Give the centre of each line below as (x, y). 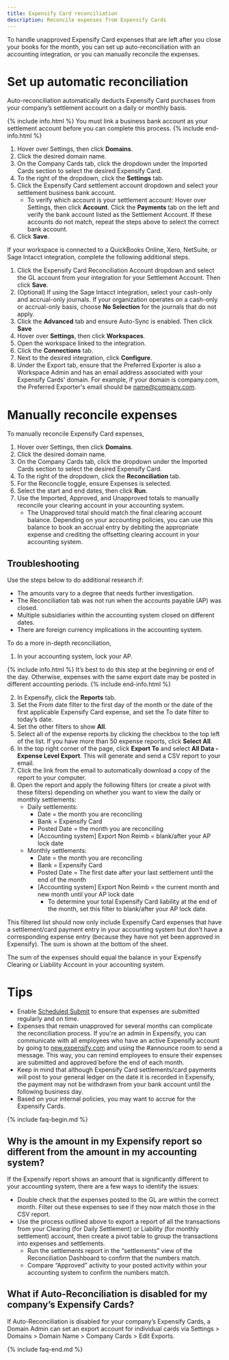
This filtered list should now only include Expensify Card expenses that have (114, 922)
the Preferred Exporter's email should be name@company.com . (107, 387)
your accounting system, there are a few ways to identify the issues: (103, 1186)
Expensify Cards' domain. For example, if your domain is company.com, (118, 380)
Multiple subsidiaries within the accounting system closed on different (116, 615)
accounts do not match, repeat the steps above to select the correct (123, 222)
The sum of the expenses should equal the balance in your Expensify (104, 957)
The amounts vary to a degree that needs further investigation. (105, 594)
